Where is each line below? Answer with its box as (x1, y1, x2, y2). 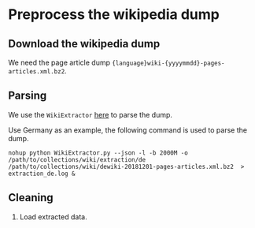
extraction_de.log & (8, 170, 76, 178)
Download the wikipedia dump (8, 37, 161, 50)
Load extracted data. (19, 211, 88, 222)
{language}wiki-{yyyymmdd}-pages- (111, 59, 226, 67)
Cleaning (8, 191, 54, 204)
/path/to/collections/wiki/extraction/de (8, 155, 146, 163)
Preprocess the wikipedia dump (8, 6, 220, 24)
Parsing (8, 89, 47, 103)
